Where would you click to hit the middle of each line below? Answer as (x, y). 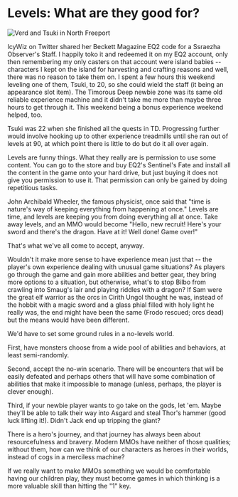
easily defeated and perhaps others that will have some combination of (111, 376)
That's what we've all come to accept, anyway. (76, 245)
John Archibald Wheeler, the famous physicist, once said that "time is (109, 202)
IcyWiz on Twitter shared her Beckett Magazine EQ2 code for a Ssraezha (114, 46)
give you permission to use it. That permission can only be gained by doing (117, 180)
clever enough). (31, 391)
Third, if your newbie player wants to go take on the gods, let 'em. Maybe (114, 405)
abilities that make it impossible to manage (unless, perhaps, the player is (114, 384)
